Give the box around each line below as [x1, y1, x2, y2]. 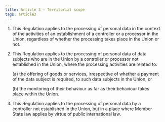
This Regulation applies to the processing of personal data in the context [12, 25, 161, 31]
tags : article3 [5, 12, 37, 17]
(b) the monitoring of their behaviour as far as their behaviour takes [12, 85, 150, 91]
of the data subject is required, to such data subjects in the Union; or [12, 76, 152, 82]
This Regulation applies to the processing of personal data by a [12, 100, 141, 106]
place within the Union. [12, 91, 59, 97]
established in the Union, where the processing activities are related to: [12, 61, 157, 67]
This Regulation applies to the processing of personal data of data [12, 50, 147, 57]
